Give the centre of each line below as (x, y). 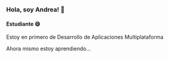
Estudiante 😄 (23, 24)
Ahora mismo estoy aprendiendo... (49, 49)
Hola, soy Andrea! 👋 (36, 10)
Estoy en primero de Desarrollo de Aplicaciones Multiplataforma (85, 37)
